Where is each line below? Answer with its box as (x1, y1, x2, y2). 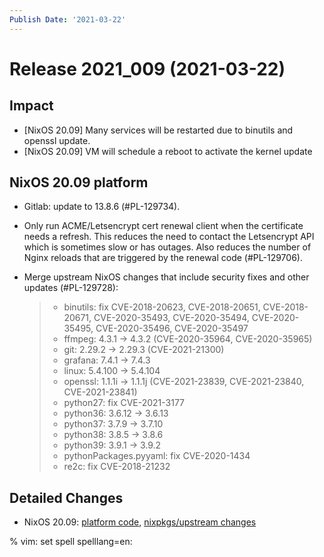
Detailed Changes (9, 489, 124, 506)
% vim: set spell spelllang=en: (9, 536, 133, 548)
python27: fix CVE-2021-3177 (63, 397, 186, 409)
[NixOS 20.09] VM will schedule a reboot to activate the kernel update (23, 145, 313, 157)
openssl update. (23, 134, 91, 146)
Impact (9, 97, 54, 115)
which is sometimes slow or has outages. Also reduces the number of (23, 241, 312, 253)
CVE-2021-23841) (63, 386, 138, 398)
